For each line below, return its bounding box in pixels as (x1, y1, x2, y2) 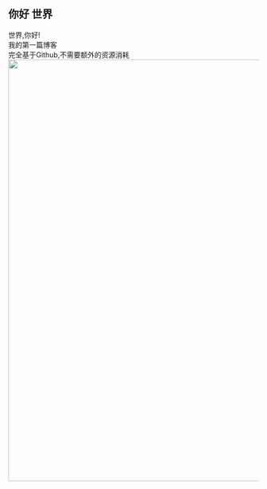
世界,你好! (8, 30, 41, 40)
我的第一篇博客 (8, 40, 57, 49)
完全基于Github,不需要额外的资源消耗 (8, 50, 130, 60)
